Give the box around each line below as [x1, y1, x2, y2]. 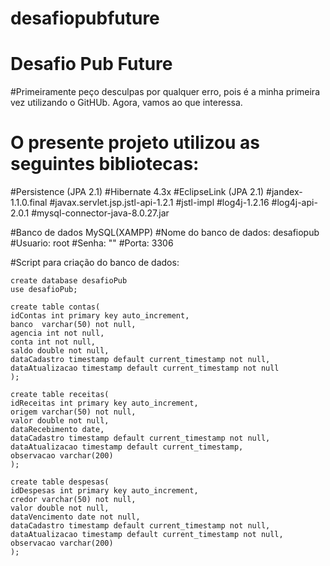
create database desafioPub [10, 276, 128, 286]
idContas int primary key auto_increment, [10, 311, 190, 321]
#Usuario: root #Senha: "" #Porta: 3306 [10, 237, 174, 249]
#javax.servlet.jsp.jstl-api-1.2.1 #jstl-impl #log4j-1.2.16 [49, 197, 270, 209]
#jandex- [266, 186, 303, 198]
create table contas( [10, 302, 101, 312]
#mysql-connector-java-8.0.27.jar [31, 207, 170, 219]
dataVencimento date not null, [10, 512, 141, 522]
